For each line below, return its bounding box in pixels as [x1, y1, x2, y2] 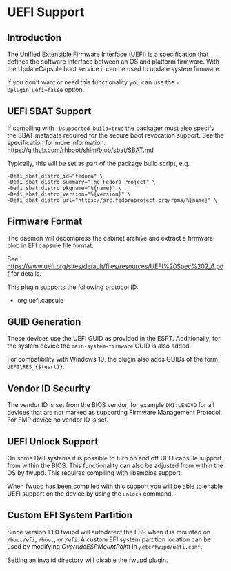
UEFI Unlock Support [7, 436, 99, 447]
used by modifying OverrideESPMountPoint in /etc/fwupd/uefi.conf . [7, 542, 203, 550]
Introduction [7, 32, 62, 44]
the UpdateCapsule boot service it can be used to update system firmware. [7, 65, 221, 73]
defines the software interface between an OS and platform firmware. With [7, 57, 219, 66]
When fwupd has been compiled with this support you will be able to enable [7, 482, 223, 491]
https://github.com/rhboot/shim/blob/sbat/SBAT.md [7, 146, 154, 154]
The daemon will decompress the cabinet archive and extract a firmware [7, 234, 214, 242]
